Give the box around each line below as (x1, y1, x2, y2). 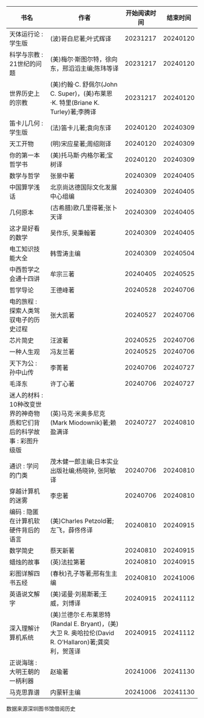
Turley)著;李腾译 (50, 108, 97, 116)
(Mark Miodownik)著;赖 (50, 419, 117, 427)
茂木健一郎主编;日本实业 (50, 457, 119, 466)
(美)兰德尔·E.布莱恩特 (50, 611, 111, 619)
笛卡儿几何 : (9, 119, 44, 127)
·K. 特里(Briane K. (50, 99, 100, 107)
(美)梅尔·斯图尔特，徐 (50, 55, 112, 63)
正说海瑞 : (9, 658, 38, 667)
